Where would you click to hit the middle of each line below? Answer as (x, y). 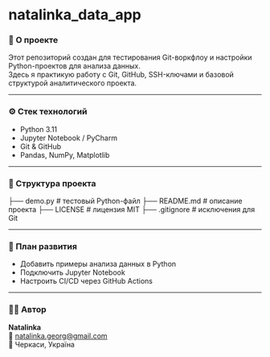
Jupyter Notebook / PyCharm (69, 138)
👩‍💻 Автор (27, 309)
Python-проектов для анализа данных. (74, 66)
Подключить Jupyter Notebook (73, 272)
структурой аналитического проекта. (73, 83)
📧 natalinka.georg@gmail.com (58, 335)
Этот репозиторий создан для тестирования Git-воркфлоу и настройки (130, 57)
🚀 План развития (43, 246)
